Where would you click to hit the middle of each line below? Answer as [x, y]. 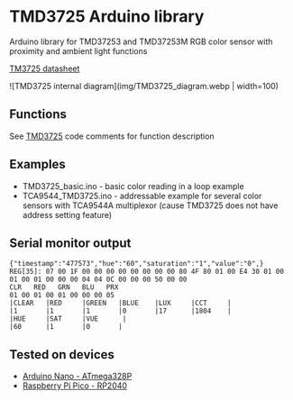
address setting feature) [67, 214]
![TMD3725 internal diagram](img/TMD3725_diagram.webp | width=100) [144, 86]
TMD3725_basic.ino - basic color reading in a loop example [133, 186]
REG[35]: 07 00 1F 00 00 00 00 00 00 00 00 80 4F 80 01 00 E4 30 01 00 [146, 272]
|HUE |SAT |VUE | [68, 319]
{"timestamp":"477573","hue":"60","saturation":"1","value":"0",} [137, 264]
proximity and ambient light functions [78, 50]
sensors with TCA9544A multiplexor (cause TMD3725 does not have [150, 205]
